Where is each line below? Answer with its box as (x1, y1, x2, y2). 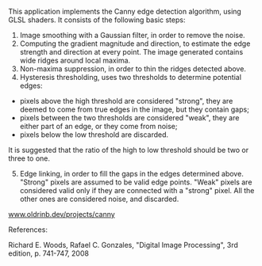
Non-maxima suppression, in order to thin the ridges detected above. (19, 64, 246, 74)
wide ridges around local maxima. (19, 55, 131, 65)
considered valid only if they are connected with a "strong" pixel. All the (19, 186, 255, 195)
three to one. (8, 154, 50, 163)
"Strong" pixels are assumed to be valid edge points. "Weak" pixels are (19, 177, 252, 187)
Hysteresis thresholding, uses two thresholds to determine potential (19, 73, 242, 82)
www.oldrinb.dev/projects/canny (8, 210, 115, 218)
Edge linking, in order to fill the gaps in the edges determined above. (19, 169, 244, 178)
